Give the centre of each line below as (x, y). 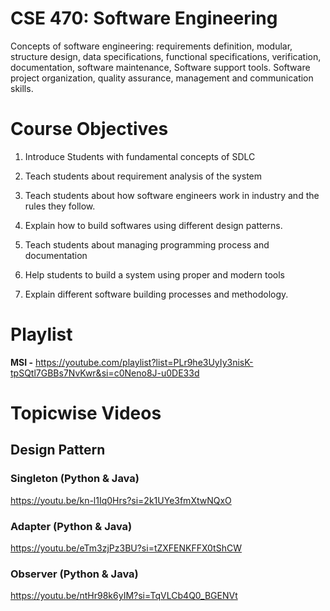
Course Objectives (89, 129)
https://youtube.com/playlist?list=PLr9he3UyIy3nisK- (144, 362)
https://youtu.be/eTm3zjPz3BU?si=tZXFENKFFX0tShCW (126, 548)
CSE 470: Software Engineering (144, 18)
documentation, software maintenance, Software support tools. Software (160, 67)
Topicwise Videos (86, 413)
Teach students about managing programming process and (147, 244)
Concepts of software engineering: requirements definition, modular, (151, 46)
